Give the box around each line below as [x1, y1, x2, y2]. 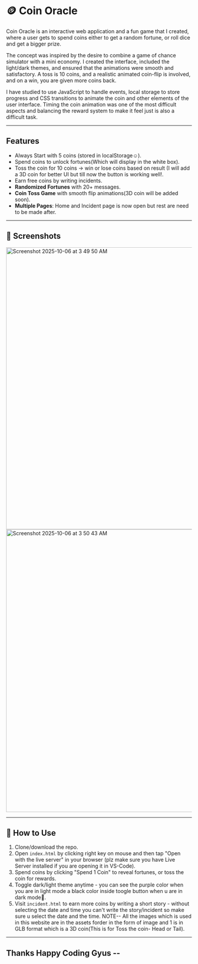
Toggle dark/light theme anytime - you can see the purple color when [14, 881, 184, 888]
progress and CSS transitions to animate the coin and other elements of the [6, 95, 189, 102]
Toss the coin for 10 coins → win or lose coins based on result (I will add [14, 164, 190, 172]
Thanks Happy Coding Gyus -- [6, 948, 121, 958]
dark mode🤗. [14, 894, 46, 901]
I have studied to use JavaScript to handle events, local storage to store [6, 88, 180, 95]
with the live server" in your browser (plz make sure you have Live [14, 856, 176, 863]
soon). [14, 196, 31, 203]
